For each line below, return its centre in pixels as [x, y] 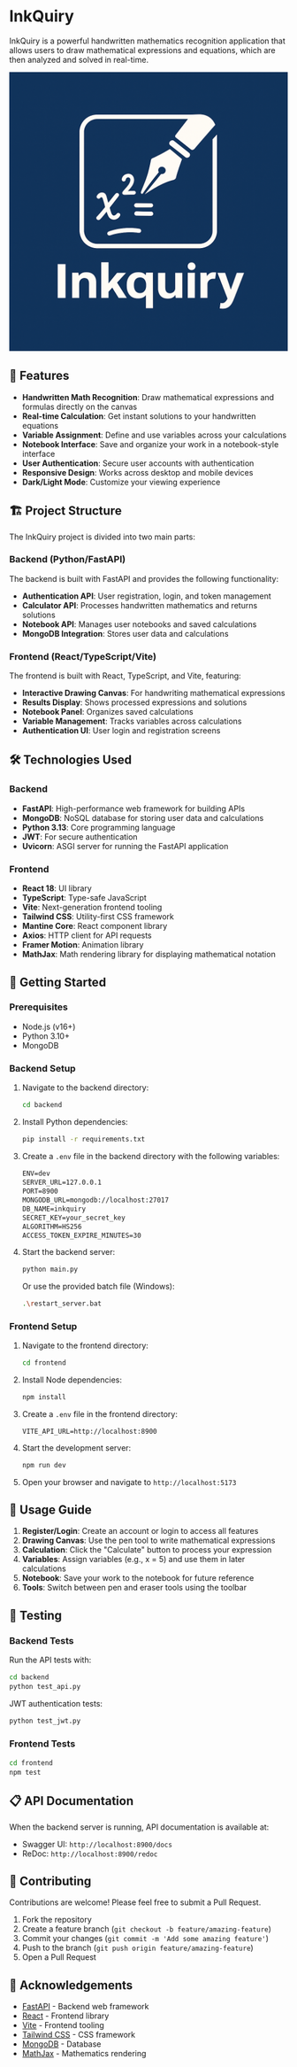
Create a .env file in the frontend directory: [100, 1413]
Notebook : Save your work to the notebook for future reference [138, 1578]
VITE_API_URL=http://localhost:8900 [89, 1431]
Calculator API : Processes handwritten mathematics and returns [140, 605]
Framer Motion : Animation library [83, 945]
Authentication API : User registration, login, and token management [146, 596]
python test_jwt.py [45, 1721]
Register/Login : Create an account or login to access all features [140, 1531]
